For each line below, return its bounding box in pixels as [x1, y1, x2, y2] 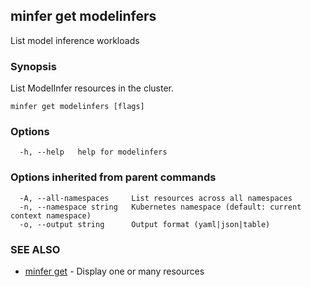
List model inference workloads [10, 34, 140, 46]
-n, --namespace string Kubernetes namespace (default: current [19, 202, 302, 212]
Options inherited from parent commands [10, 170, 217, 184]
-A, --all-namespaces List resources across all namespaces [19, 193, 293, 203]
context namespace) [10, 210, 92, 221]
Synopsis [10, 59, 57, 73]
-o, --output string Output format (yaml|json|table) [19, 219, 271, 229]
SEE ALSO [10, 242, 61, 256]
